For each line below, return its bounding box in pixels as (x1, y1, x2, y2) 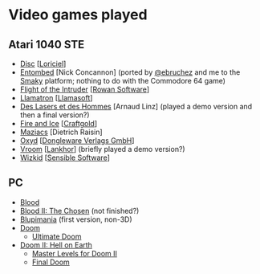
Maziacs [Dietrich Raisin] (19, 127, 103, 137)
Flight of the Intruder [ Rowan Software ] (19, 84, 150, 94)
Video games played (8, 6, 148, 24)
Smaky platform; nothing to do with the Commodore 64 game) (19, 76, 226, 85)
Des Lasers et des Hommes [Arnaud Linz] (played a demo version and (19, 102, 253, 111)
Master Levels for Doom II (31, 248, 118, 258)
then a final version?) (19, 110, 90, 120)
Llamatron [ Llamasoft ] (19, 93, 93, 102)
